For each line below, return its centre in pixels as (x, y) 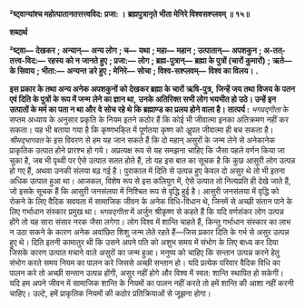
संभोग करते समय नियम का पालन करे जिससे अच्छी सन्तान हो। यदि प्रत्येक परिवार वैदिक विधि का (145, 263)
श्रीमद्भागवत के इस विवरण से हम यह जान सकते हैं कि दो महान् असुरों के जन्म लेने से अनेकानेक (142, 140)
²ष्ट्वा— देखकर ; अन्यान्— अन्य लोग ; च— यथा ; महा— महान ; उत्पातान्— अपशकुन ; (136, 50)
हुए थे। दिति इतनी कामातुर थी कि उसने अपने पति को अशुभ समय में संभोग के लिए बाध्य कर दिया (144, 242)
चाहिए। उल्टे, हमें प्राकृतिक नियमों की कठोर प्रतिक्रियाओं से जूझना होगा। (110, 293)
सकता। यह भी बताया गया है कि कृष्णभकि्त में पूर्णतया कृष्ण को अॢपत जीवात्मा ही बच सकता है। (142, 130)
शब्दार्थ (19, 32)
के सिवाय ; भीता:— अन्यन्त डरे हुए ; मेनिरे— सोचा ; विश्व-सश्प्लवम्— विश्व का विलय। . (134, 71)
